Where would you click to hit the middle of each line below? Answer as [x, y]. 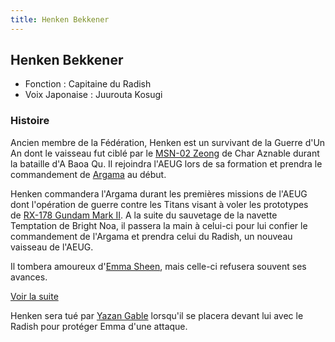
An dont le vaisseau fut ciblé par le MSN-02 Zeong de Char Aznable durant [165, 153]
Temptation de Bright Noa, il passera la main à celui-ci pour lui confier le [159, 225]
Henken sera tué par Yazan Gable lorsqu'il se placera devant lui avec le [157, 315]
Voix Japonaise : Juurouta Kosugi [93, 95]
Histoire [30, 121]
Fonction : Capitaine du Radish [88, 84]
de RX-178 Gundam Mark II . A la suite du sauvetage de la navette [144, 215]
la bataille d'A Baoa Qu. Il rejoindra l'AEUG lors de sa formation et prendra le [166, 163]
